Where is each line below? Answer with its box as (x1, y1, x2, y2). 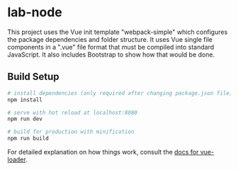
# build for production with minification (7, 128, 135, 135)
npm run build (7, 135, 50, 142)
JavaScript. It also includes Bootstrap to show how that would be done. (7, 50, 215, 59)
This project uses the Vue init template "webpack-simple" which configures (7, 28, 228, 36)
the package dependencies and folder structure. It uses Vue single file (7, 35, 212, 43)
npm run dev (7, 115, 42, 123)
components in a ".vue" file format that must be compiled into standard (7, 42, 215, 51)
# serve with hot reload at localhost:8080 (7, 109, 138, 116)
